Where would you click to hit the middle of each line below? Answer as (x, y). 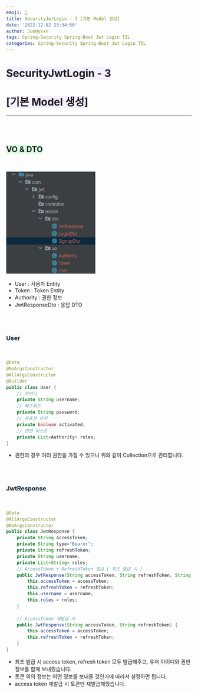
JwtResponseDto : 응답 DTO (48, 305)
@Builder (17, 381)
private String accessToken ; (52, 538)
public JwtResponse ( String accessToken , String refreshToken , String (104, 575)
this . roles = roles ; (52, 600)
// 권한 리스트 (32, 431)
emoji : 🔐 (17, 12)
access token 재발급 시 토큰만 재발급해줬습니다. (70, 684)
